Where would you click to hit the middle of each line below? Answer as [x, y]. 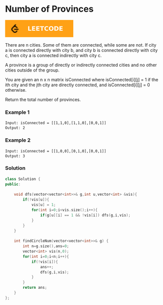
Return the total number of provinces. [43, 100]
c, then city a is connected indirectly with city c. [54, 55]
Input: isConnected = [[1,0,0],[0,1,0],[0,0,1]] [56, 151]
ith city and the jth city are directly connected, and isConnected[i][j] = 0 [78, 85]
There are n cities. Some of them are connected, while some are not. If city [81, 45]
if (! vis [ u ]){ [36, 200]
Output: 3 [15, 156]
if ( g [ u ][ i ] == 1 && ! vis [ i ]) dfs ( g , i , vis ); [85, 215]
